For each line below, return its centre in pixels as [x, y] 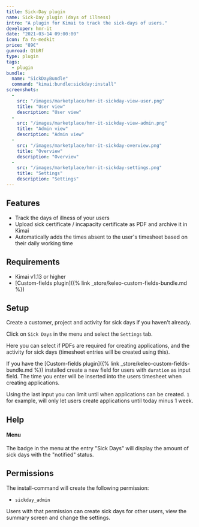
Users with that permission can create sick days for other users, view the [97, 511]
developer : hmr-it [29, 28]
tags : [13, 62]
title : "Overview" [40, 151]
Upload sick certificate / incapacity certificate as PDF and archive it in [101, 224]
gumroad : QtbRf [25, 51]
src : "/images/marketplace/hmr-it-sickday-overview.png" [90, 145]
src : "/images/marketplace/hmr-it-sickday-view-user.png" [91, 101]
